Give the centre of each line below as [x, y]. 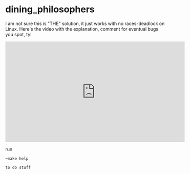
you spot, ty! [18, 34]
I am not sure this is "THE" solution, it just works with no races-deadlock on [85, 23]
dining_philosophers [50, 9]
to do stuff [18, 167]
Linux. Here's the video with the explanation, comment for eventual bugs [82, 29]
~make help [17, 158]
